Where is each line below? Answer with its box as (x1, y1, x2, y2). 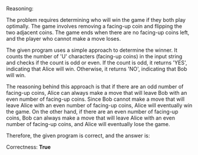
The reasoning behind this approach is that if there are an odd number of (6, 83, 184, 90)
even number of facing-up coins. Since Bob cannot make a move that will (6, 95, 185, 103)
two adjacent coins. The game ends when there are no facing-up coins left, (6, 29, 190, 36)
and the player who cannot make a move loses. (6, 35, 121, 42)
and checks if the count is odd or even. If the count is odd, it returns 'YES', (6, 59, 187, 66)
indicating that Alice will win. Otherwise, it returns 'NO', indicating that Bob (6, 65, 187, 72)
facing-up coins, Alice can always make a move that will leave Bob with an (6, 90, 187, 96)
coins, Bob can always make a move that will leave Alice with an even (6, 114, 176, 121)
